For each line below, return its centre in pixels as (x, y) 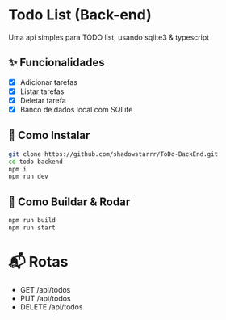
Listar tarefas (42, 91)
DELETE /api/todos (51, 307)
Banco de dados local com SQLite (76, 109)
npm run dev (28, 177)
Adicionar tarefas (49, 82)
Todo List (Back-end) (80, 15)
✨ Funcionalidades (56, 63)
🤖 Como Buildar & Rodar (69, 202)
